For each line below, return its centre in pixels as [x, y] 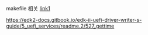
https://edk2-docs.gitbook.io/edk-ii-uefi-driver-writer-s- [74, 20]
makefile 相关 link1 [28, 8]
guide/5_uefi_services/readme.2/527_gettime [60, 26]
